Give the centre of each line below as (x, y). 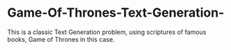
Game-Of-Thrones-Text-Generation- (116, 13)
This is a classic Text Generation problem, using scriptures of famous (107, 32)
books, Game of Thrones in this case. (61, 39)
